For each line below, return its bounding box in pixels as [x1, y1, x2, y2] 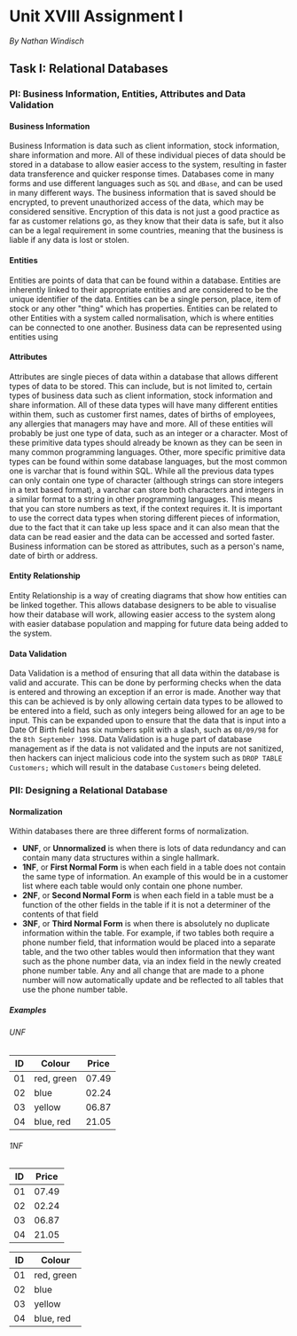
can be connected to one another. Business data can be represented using [9, 322, 282, 332]
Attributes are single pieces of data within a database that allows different [9, 371, 278, 382]
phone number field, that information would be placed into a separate [21, 937, 277, 948]
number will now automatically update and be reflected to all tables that [21, 975, 284, 986]
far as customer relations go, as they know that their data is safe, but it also [9, 215, 284, 227]
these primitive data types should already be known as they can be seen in [9, 437, 283, 448]
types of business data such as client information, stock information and [9, 390, 273, 401]
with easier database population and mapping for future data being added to [9, 619, 288, 629]
